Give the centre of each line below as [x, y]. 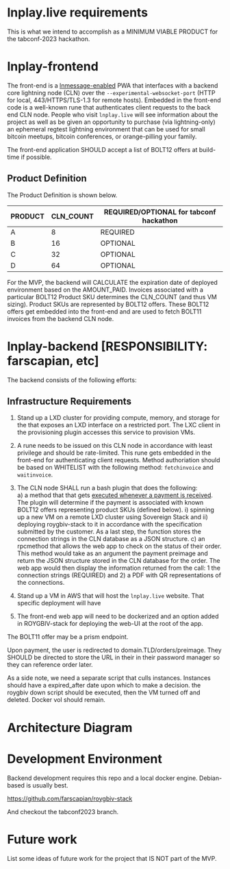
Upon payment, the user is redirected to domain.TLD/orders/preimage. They [114, 650]
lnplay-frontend [53, 67]
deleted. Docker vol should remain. [56, 700]
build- [207, 149]
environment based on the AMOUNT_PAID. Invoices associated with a [105, 290]
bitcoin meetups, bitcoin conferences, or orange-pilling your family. [102, 136]
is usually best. [47, 785]
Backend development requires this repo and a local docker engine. [102, 778]
